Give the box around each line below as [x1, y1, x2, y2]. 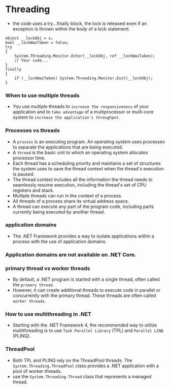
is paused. [12, 171, 35, 177]
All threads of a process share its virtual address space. [12, 198, 129, 204]
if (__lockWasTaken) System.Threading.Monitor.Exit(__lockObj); [14, 75, 153, 81]
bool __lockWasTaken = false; [5, 40, 70, 45]
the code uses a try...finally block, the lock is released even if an [12, 20, 147, 26]
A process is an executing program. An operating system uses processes [12, 138, 165, 144]
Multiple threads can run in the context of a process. [12, 192, 123, 199]
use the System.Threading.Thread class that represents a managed [12, 373, 152, 379]
